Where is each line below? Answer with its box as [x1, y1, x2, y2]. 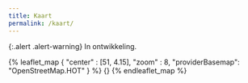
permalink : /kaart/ [8, 19, 74, 27]
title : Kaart [8, 11, 53, 20]
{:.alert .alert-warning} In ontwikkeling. [8, 41, 137, 51]
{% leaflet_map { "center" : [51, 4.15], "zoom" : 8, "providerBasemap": [8, 57, 240, 67]
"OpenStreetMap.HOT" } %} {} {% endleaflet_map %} [8, 65, 187, 75]
